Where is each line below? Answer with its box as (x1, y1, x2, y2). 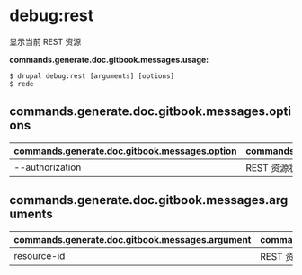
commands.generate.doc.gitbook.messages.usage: (9, 54, 209, 65)
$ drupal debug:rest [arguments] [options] (9, 71, 175, 81)
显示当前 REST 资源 (9, 36, 82, 47)
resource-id (13, 249, 66, 262)
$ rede (9, 79, 34, 88)
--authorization (13, 161, 82, 173)
